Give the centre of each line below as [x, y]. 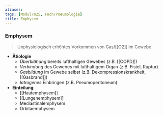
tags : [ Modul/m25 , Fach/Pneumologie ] [44, 14]
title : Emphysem [22, 19]
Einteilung [23, 87]
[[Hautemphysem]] [39, 93]
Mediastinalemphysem [42, 103]
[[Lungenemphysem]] [41, 98]
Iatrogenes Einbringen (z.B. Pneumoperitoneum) [68, 82]
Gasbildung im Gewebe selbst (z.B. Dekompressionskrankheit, [82, 72]
